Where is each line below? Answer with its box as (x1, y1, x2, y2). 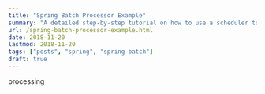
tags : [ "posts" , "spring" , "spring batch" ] (8, 48, 154, 56)
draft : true (8, 56, 47, 63)
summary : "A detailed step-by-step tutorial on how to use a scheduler (8, 19, 248, 27)
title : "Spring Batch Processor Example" (8, 11, 147, 20)
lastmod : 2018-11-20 (8, 41, 77, 49)
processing (8, 76, 45, 86)
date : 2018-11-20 (8, 33, 65, 42)
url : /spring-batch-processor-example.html (8, 26, 154, 34)
